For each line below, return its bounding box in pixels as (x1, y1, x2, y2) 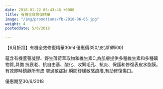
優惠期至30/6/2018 (5, 78, 44, 84)
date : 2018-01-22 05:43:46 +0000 (5, 7, 75, 12)
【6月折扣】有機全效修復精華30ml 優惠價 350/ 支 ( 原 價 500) (5, 44, 124, 50)
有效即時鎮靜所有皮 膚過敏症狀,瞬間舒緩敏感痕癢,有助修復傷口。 (5, 68, 136, 74)
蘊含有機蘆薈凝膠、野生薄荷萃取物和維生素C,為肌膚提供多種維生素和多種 (5, 55, 154, 61)
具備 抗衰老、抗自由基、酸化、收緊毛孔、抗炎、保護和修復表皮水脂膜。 (15, 61, 161, 67)
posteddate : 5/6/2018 (5, 26, 50, 31)
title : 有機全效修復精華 (5, 12, 51, 17)
